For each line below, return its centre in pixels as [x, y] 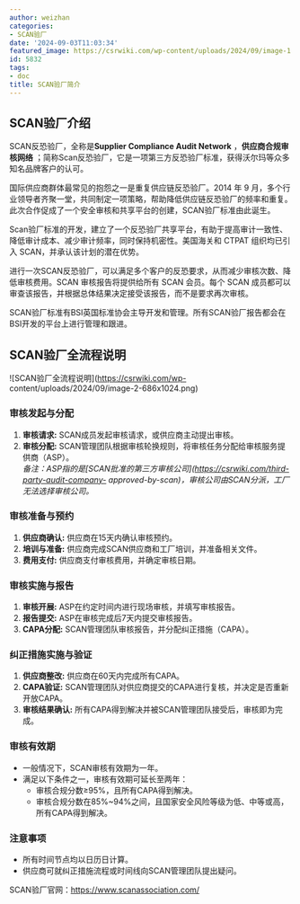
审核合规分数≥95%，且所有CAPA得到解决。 [116, 790]
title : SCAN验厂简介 [45, 84]
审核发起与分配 [42, 413]
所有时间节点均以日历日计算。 [77, 860]
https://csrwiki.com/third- [242, 468]
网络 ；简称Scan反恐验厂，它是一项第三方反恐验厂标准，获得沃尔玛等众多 [153, 157]
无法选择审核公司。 [58, 491]
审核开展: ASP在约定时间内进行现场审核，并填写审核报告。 [131, 607]
